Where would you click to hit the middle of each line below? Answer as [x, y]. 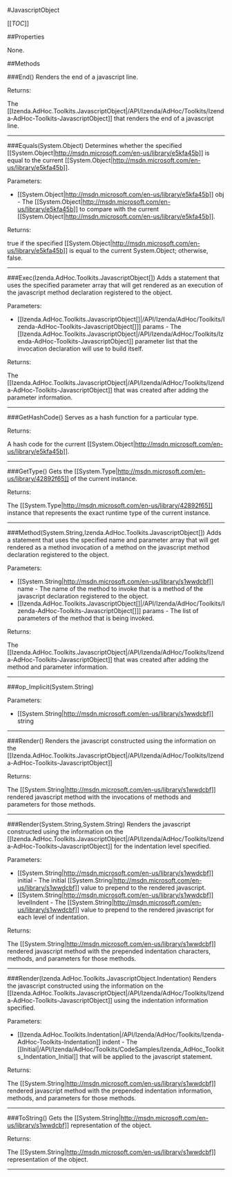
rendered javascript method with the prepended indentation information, [110, 1091]
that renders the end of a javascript [164, 118]
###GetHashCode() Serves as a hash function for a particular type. [103, 417]
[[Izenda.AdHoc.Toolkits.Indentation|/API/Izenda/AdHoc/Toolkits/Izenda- [120, 1035]
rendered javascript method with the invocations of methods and [99, 797]
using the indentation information [161, 1000]
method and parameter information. [58, 667]
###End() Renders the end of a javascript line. [73, 77]
